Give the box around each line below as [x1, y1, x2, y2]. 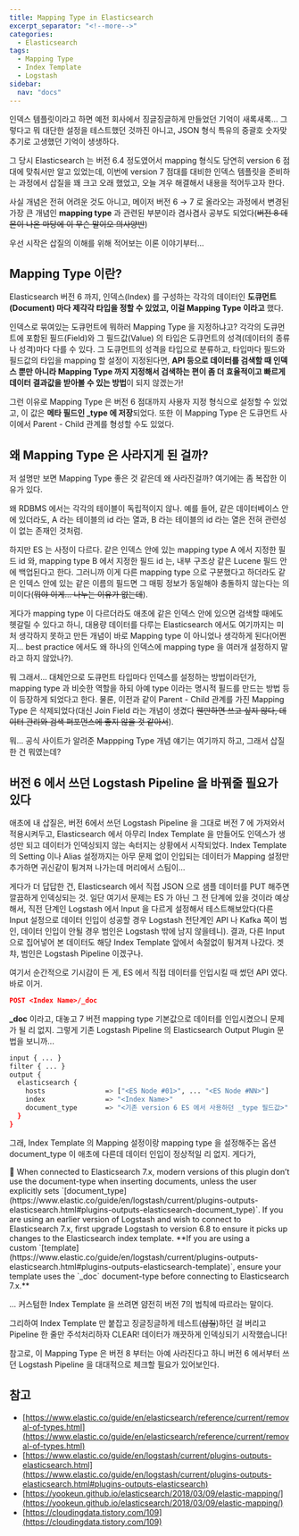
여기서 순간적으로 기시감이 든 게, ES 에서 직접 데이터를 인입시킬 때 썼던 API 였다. [9, 967, 288, 978]
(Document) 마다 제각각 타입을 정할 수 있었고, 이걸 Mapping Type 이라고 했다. [9, 303, 284, 314]
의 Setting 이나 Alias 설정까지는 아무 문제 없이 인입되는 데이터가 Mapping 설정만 [9, 851, 290, 861]
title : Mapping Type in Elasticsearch [9, 13, 154, 22]
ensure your [237, 1261, 282, 1272]
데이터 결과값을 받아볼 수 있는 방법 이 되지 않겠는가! [9, 377, 184, 389]
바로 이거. [9, 978, 43, 988]
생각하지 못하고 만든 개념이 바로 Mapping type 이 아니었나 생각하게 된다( [18, 631, 272, 642]
